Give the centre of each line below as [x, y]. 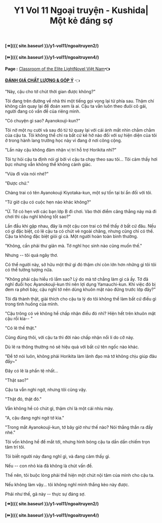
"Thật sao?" [17, 380]
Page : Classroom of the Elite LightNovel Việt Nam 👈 [58, 69]
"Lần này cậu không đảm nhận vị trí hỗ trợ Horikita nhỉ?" [61, 150]
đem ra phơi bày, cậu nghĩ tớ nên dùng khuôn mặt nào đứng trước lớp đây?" [81, 289]
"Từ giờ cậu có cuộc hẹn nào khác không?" [48, 202]
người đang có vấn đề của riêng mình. [43, 111]
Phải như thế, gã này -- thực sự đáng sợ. [45, 494]
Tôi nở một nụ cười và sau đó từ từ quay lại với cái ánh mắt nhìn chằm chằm [80, 130]
